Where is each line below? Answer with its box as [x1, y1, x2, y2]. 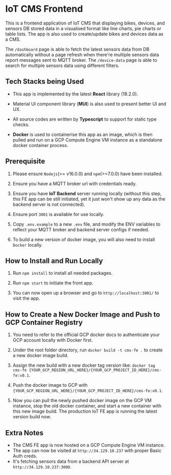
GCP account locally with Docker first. [12, 337, 93, 343]
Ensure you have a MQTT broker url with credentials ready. [12, 180, 137, 186]
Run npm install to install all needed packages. [12, 270, 113, 276]
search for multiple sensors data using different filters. [5, 62, 120, 68]
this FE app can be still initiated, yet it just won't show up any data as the [12, 196, 166, 202]
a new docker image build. [12, 352, 69, 359]
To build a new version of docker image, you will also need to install [12, 236, 155, 243]
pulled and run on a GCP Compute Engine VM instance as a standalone [12, 136, 162, 143]
